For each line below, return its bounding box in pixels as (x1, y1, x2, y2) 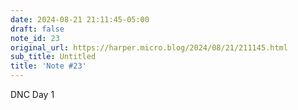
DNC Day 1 (10, 89, 55, 100)
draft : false (10, 24, 65, 34)
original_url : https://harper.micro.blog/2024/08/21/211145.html (10, 42, 288, 53)
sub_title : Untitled (10, 52, 97, 62)
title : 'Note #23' (10, 61, 87, 71)
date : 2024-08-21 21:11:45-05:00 (10, 14, 150, 25)
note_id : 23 (10, 33, 60, 43)
